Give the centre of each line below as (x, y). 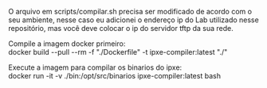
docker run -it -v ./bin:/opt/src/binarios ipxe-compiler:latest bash (115, 76)
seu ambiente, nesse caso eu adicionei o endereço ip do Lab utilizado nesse (133, 20)
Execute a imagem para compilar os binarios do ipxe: (95, 67)
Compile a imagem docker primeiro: (67, 44)
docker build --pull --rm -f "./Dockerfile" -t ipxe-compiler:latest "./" (118, 52)
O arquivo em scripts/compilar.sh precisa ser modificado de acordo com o (130, 11)
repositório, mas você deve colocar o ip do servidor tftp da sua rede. (121, 28)
